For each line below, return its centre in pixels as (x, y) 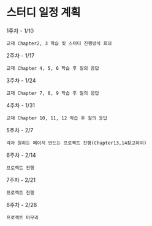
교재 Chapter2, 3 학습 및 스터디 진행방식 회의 (59, 43)
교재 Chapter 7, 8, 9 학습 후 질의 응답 (53, 93)
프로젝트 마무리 (22, 217)
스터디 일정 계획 (44, 13)
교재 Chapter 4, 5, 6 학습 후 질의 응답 (53, 68)
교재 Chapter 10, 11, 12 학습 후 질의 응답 (57, 118)
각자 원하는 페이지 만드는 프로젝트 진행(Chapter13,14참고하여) (77, 143)
